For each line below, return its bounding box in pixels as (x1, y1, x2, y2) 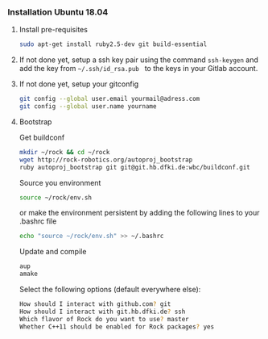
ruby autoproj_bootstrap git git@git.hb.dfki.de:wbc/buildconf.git (19, 163, 250, 171)
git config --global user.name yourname (19, 103, 157, 111)
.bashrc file (19, 216, 57, 226)
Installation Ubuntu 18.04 (7, 6, 109, 18)
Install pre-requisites (19, 25, 88, 35)
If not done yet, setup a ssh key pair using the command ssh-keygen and (19, 55, 259, 65)
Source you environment (19, 178, 101, 187)
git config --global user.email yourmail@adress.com (19, 95, 200, 103)
